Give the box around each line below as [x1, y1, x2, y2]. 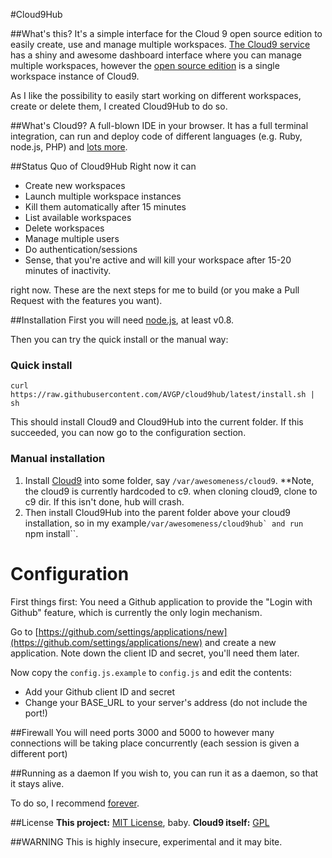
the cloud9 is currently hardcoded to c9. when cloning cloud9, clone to [24, 485, 318, 497]
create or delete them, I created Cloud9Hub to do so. [10, 100, 228, 112]
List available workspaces [24, 212, 132, 223]
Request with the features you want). [10, 295, 163, 306]
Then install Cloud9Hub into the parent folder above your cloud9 [24, 506, 291, 518]
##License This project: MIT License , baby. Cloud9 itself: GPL [10, 816, 270, 828]
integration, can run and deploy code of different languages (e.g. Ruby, [10, 130, 303, 142]
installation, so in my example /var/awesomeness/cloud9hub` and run [24, 517, 304, 529]
